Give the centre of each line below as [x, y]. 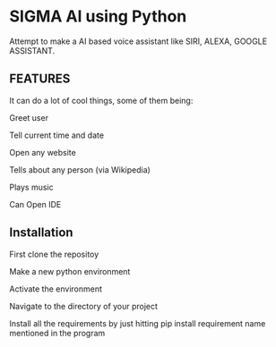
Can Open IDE [35, 204]
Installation [41, 233]
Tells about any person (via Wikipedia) [80, 169]
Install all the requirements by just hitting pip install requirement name [138, 323]
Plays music [31, 187]
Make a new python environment [70, 271]
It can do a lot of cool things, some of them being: [101, 100]
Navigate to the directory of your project [84, 306]
